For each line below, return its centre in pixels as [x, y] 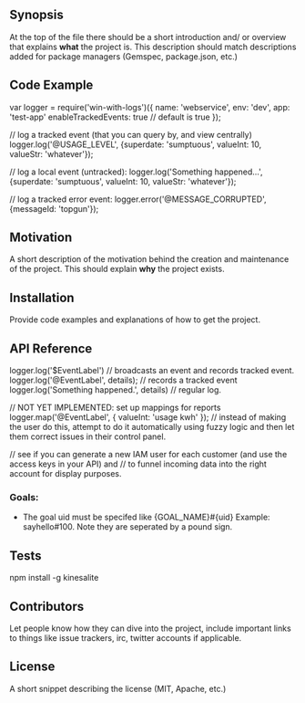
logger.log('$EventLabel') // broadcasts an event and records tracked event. [152, 371]
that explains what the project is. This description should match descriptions [153, 47]
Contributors [47, 606]
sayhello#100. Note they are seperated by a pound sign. [127, 527]
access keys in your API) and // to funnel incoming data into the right [138, 464]
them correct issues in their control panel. [88, 436]
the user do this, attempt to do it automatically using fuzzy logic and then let [152, 427]
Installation [42, 297]
